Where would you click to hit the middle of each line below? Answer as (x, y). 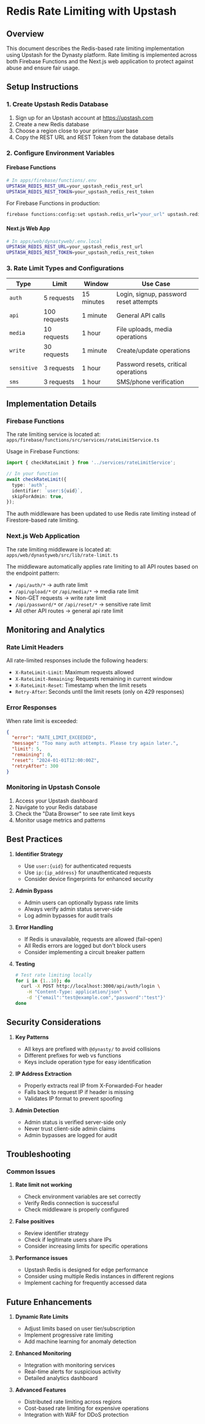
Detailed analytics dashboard (61, 1378)
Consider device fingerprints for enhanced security (89, 879)
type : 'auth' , (30, 485)
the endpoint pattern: (33, 573)
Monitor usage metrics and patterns (60, 820)
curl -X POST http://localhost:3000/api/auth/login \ (91, 987)
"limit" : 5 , (27, 749)
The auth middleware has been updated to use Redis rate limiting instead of (101, 514)
